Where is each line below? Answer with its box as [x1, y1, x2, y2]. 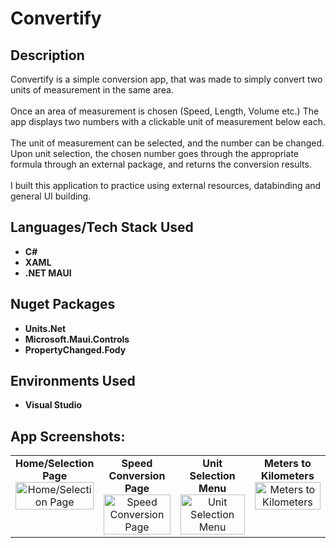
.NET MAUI [24, 267, 72, 279]
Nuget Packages [10, 296, 116, 313]
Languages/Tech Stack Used [10, 219, 194, 236]
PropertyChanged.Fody [24, 343, 127, 356]
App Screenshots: [10, 428, 126, 445]
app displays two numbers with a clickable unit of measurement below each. [10, 116, 327, 127]
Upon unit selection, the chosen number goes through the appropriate [10, 148, 299, 159]
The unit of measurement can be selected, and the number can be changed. [10, 137, 325, 149]
